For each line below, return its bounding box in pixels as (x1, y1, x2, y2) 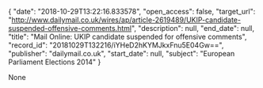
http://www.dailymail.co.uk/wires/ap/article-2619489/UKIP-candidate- (11, 15, 242, 25)
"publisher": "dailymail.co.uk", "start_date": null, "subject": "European (8, 49, 235, 58)
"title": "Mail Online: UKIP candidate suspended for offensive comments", (8, 32, 247, 41)
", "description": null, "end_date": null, (131, 24, 255, 33)
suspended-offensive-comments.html (8, 24, 132, 33)
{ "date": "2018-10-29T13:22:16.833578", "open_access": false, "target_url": (8, 7, 256, 16)
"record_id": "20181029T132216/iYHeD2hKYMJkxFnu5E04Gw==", (8, 40, 224, 50)
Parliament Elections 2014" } (8, 57, 101, 67)
